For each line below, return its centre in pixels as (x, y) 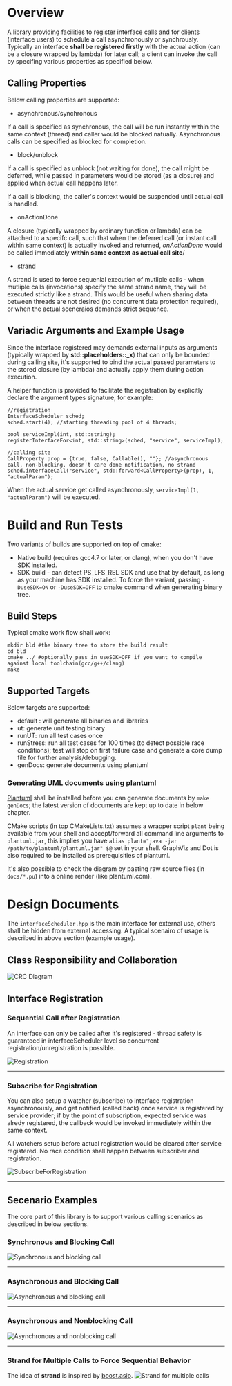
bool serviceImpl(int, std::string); (61, 434)
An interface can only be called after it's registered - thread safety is (105, 1033)
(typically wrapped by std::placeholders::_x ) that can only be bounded (109, 354)
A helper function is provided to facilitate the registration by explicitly (105, 390)
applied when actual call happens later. (63, 183)
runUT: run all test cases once (60, 736)
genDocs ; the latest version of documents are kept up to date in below (105, 805)
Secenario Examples (52, 1200)
